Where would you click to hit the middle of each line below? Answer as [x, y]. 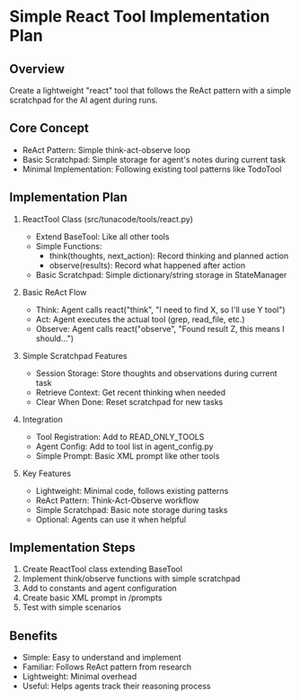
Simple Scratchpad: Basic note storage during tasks [132, 509]
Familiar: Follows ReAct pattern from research [106, 667]
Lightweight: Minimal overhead [79, 677]
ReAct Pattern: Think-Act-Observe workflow [117, 500]
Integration [42, 419]
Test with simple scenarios [71, 607]
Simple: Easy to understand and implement [101, 658]
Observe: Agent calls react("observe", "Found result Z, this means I [160, 328]
